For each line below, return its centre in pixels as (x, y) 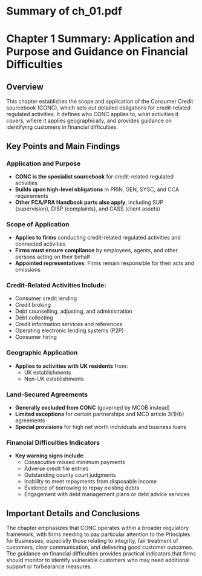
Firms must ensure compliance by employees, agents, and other (96, 250)
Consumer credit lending (46, 298)
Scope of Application (38, 224)
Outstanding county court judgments (70, 475)
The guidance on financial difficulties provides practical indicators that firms (101, 554)
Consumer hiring (36, 337)
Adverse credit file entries (56, 469)
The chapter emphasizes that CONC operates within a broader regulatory (98, 528)
